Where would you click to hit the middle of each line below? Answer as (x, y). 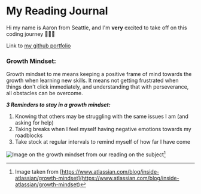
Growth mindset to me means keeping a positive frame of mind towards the (99, 74)
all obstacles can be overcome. (45, 93)
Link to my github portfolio (39, 46)
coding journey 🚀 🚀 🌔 (31, 34)
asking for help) (34, 123)
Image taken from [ (38, 171)
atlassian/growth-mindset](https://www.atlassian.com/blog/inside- (97, 178)
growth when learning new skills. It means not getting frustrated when (92, 81)
